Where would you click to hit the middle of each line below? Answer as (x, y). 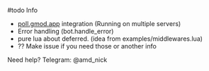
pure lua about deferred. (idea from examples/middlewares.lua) (110, 39)
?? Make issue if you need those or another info (87, 46)
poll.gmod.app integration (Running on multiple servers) (99, 24)
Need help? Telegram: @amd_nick (57, 60)
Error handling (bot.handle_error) (66, 31)
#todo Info (22, 10)
